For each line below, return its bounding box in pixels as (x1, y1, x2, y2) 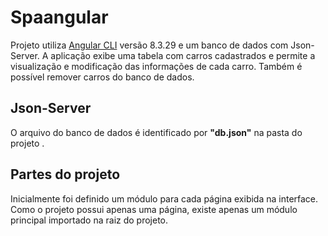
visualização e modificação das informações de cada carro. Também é (10, 60, 303, 72)
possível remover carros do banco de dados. (10, 71, 195, 83)
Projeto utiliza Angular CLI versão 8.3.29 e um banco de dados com (10, 39, 289, 51)
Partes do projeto (10, 166, 121, 183)
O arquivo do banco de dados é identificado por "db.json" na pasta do (10, 126, 303, 138)
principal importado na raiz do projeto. (10, 214, 169, 226)
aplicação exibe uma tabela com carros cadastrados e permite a (50, 49, 316, 61)
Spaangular (10, 6, 109, 29)
